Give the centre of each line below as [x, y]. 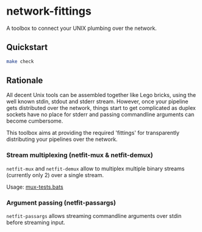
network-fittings [49, 11]
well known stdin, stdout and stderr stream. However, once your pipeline [97, 101]
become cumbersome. [35, 121]
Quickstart [27, 47]
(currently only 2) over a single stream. [55, 175]
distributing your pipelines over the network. [62, 139]
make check [20, 61]
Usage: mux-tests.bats [35, 187]
